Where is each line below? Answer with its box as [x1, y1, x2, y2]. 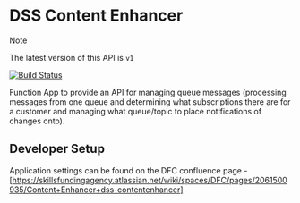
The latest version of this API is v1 [9, 52, 134, 63]
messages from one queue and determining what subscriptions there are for [9, 96, 291, 107]
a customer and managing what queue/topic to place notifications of [9, 106, 262, 116]
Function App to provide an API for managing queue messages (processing [9, 87, 287, 97]
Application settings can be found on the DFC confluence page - [9, 165, 248, 175]
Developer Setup [9, 141, 106, 156]
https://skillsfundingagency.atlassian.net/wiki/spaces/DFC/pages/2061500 [12, 174, 288, 185]
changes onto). [9, 115, 65, 126]
